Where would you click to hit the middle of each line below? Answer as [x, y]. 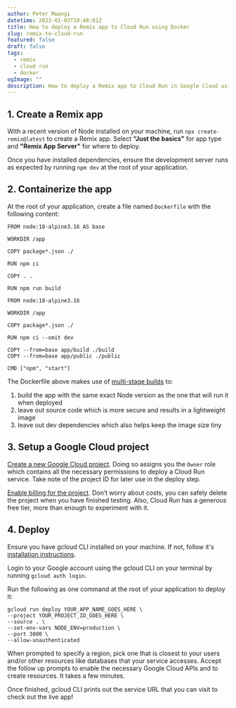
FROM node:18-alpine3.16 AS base [56, 227]
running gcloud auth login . [47, 575]
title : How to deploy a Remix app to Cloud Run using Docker [99, 27]
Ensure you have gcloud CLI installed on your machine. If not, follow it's [111, 547]
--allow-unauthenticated [44, 640]
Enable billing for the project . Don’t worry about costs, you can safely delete [117, 493]
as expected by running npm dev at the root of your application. [98, 167]
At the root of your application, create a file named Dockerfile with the [109, 206]
